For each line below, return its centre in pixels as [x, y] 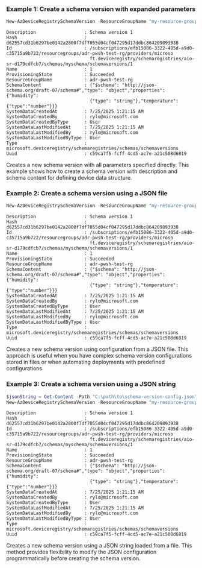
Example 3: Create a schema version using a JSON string [91, 384]
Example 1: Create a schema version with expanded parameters [101, 9]
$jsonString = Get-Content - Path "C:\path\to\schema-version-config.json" [102, 397]
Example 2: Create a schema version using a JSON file [87, 194]
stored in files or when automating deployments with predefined [86, 362]
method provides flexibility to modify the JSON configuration [81, 552]
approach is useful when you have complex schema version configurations [99, 356]
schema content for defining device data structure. [69, 178]
